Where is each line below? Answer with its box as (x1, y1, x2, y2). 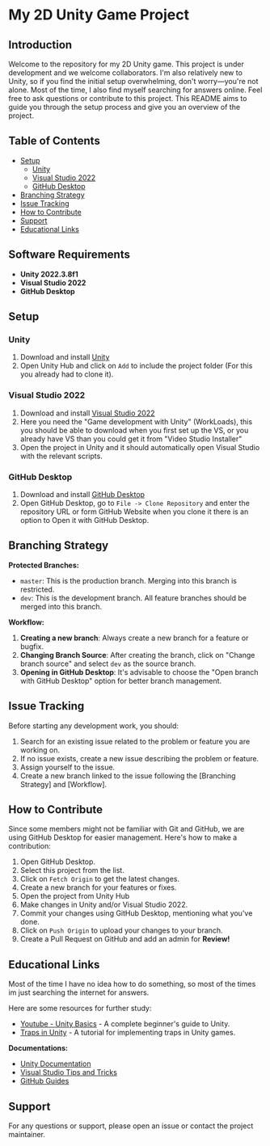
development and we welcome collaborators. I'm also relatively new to (8, 68, 243, 78)
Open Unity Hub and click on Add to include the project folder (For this (19, 361, 253, 371)
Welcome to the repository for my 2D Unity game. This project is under (8, 59, 244, 69)
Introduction (8, 38, 73, 52)
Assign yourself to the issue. (19, 762, 116, 772)
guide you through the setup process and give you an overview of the (8, 103, 241, 112)
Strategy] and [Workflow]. (19, 779, 108, 789)
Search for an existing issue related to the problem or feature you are (19, 736, 251, 746)
